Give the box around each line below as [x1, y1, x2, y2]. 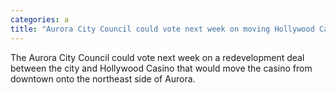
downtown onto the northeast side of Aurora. [10, 72, 196, 85]
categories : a [10, 14, 70, 25]
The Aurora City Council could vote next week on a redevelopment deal [10, 51, 305, 63]
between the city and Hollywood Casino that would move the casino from [10, 62, 313, 74]
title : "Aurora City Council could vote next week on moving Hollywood [10, 24, 315, 34]
